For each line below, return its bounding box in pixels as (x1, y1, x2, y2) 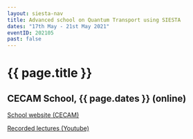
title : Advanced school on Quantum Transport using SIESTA (7, 17, 181, 23)
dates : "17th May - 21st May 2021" (7, 23, 110, 30)
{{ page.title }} (7, 65, 93, 81)
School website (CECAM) (7, 111, 80, 119)
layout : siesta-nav (7, 10, 64, 17)
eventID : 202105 (7, 29, 54, 36)
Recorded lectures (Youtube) (7, 125, 90, 133)
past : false (7, 36, 42, 43)
